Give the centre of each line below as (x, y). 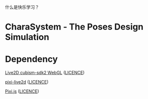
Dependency (32, 59)
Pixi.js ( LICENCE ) (22, 91)
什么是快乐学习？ (22, 7)
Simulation (27, 37)
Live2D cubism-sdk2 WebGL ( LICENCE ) (45, 73)
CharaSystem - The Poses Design (74, 27)
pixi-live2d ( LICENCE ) (27, 82)
